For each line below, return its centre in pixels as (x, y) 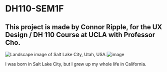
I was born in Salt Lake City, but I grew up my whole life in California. (76, 64)
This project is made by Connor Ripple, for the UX (84, 27)
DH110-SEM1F (34, 9)
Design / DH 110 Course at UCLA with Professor (80, 35)
